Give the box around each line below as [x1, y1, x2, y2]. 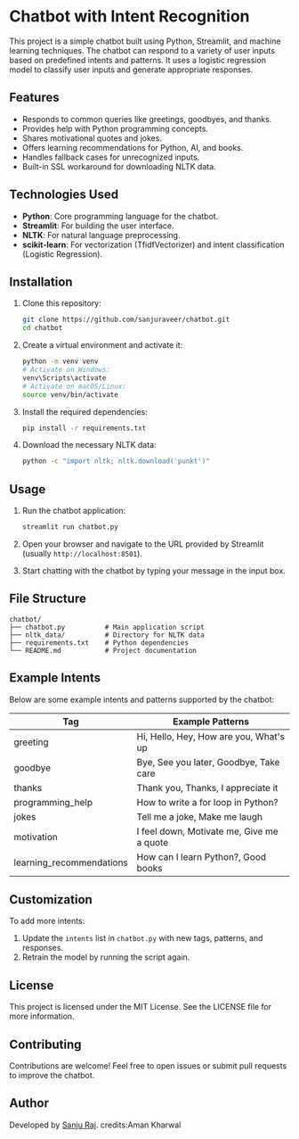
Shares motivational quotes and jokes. [21, 132, 163, 144]
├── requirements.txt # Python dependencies [9, 638, 190, 648]
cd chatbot [21, 324, 63, 333]
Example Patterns [173, 715, 250, 728]
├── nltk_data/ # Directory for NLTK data [9, 631, 205, 640]
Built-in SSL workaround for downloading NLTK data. [21, 161, 216, 171]
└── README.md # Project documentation [9, 646, 198, 655]
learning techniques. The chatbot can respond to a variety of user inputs [9, 45, 276, 55]
